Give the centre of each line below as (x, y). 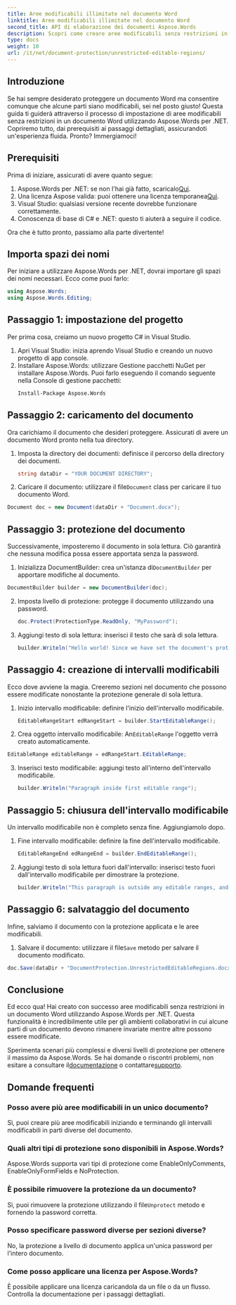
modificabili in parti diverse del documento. (70, 1130)
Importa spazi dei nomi (59, 254)
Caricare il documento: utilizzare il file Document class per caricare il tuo (119, 487)
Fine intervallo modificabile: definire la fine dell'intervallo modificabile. (119, 841)
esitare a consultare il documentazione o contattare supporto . (95, 1065)
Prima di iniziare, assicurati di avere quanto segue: (80, 175)
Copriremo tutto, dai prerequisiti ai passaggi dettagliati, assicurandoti (107, 128)
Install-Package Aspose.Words (62, 393)
